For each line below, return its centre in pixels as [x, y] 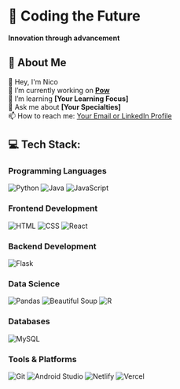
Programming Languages [58, 171]
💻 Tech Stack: [44, 145]
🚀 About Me [37, 63]
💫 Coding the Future [74, 16]
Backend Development [52, 246]
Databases [29, 321]
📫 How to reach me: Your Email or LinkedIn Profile [90, 116]
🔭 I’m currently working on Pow [59, 90]
